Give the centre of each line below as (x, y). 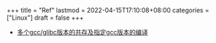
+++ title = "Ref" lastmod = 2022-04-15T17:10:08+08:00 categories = (108, 10)
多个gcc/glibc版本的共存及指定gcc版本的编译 (82, 32)
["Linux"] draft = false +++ (45, 18)
